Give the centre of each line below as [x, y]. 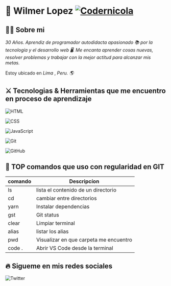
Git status [48, 214]
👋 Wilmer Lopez [39, 11]
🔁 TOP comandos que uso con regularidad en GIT [85, 167]
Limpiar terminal [55, 223]
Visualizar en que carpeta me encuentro [84, 240]
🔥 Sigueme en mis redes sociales [59, 266]
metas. [13, 63]
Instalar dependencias [63, 206]
